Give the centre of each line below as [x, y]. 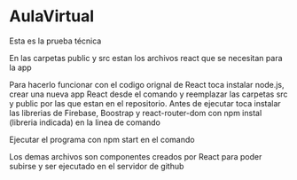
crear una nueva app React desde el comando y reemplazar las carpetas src [148, 94]
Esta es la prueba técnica [55, 41]
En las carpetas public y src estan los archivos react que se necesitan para [146, 58]
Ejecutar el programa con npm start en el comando [102, 139]
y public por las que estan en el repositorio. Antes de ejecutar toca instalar [145, 103]
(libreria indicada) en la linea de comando [85, 122]
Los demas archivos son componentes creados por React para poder [136, 156]
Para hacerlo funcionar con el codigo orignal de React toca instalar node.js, [147, 84]
